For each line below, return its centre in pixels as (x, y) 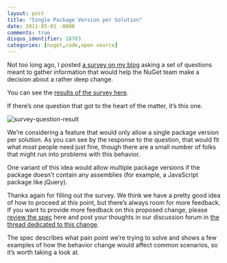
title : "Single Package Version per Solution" (75, 20)
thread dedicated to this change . (53, 224)
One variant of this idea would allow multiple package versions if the (104, 167)
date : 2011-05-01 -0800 (41, 26)
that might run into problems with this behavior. (74, 154)
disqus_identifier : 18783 (44, 39)
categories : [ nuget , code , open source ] (62, 45)
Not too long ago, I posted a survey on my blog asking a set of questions (110, 65)
